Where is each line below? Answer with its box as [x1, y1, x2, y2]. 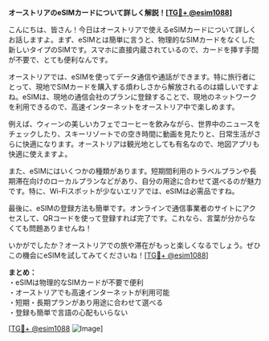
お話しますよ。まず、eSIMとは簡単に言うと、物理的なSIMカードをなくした [8, 35, 255, 44]
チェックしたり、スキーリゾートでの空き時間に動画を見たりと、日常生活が [8, 129, 255, 139]
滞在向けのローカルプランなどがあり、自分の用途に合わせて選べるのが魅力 [14, 177, 262, 185]
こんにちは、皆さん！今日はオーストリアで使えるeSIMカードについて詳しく [8, 25, 257, 35]
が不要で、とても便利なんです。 [8, 55, 112, 64]
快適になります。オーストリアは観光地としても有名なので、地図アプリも [22, 140, 260, 148]
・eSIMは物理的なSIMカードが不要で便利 [8, 278, 144, 287]
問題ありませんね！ [28, 224, 92, 233]
